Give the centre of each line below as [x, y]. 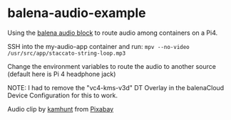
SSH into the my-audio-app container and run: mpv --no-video [99, 46]
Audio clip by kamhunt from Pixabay [61, 109]
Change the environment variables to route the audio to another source [112, 66]
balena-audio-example [77, 13]
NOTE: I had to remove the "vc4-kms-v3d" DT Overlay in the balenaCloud [116, 87]
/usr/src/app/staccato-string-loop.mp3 [67, 53]
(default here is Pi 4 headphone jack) [62, 74]
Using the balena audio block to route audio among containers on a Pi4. [113, 33]
